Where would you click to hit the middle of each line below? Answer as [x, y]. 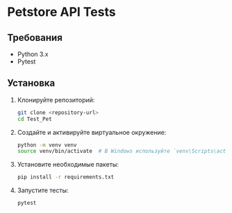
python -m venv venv [47, 145]
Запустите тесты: [43, 190]
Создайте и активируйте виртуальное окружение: [92, 132]
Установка [31, 83]
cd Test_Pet [34, 119]
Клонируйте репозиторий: [56, 100]
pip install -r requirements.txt [66, 177]
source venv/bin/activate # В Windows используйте [93, 151]
